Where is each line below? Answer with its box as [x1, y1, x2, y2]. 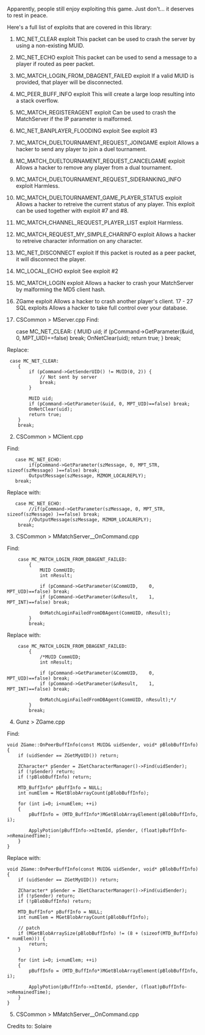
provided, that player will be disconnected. [15, 79, 123, 86]
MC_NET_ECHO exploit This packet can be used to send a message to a [15, 54, 197, 61]
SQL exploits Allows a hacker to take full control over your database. [15, 304, 188, 311]
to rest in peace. [7, 12, 48, 19]
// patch [18, 925, 40, 931]
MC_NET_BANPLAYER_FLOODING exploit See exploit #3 [15, 127, 157, 134]
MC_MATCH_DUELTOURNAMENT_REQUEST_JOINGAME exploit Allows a [15, 139, 199, 146]
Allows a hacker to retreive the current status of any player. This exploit [15, 201, 195, 207]
